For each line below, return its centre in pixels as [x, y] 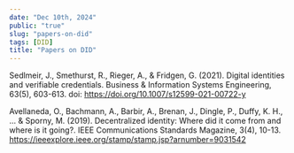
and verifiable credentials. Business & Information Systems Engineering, [140, 85]
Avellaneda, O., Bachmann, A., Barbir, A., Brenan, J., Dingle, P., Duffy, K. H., [146, 111]
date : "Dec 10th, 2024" [53, 17]
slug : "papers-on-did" [51, 34]
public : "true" [37, 26]
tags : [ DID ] [31, 42]
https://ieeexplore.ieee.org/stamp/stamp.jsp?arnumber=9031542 [128, 140]
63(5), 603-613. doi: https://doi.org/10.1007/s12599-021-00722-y [128, 95]
